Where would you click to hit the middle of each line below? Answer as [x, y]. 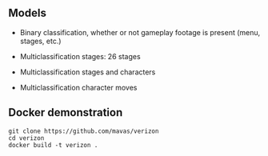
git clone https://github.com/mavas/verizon [84, 131]
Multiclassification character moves [78, 87]
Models [27, 13]
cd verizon [26, 138]
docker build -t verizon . [53, 145]
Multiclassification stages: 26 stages [80, 56]
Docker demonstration [66, 112]
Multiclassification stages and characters [88, 72]
